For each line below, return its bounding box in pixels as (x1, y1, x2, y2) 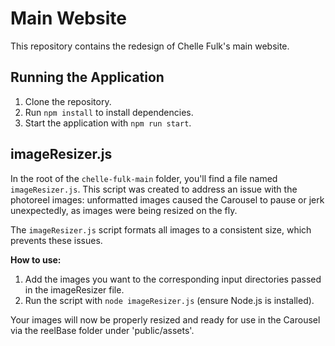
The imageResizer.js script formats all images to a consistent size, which (10, 223, 312, 236)
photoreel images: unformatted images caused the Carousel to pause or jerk (10, 193, 325, 206)
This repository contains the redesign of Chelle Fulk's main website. (10, 40, 290, 52)
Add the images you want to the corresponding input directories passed (24, 273, 322, 285)
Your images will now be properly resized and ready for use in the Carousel (10, 313, 321, 326)
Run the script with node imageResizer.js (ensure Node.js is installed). (24, 294, 315, 306)
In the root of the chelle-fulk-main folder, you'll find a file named (10, 172, 278, 184)
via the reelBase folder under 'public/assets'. (10, 324, 195, 336)
